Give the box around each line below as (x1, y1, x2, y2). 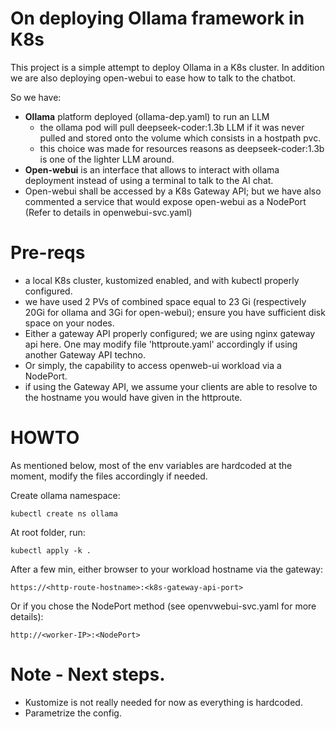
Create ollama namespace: (10, 489, 121, 501)
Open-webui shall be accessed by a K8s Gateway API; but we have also (24, 185, 322, 197)
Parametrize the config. (24, 707, 122, 719)
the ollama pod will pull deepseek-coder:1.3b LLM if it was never (39, 121, 305, 133)
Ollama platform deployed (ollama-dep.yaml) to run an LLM (24, 110, 270, 122)
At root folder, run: (10, 526, 86, 538)
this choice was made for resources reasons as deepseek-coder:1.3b (39, 142, 325, 154)
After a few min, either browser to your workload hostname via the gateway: (10, 563, 323, 575)
